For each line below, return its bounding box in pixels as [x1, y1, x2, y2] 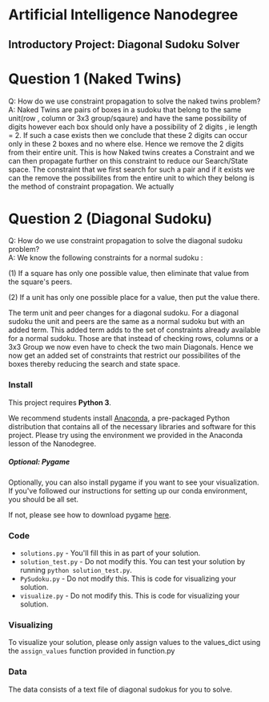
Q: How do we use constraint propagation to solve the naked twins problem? [8, 96, 261, 106]
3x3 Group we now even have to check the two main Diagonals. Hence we [8, 343, 254, 352]
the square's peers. [8, 277, 73, 286]
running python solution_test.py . [19, 566, 132, 575]
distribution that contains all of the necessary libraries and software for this [8, 421, 256, 431]
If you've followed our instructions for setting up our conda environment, [8, 485, 248, 495]
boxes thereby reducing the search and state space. [8, 359, 181, 369]
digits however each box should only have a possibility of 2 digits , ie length [8, 122, 258, 132]
